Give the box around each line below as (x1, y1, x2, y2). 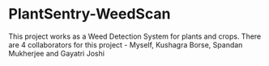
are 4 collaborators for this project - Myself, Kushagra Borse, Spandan (8, 39, 243, 49)
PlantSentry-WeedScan (8, 5, 171, 23)
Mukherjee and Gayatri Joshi (8, 48, 105, 58)
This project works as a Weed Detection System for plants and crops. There (8, 31, 262, 41)
